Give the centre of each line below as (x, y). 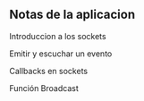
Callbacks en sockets (48, 71)
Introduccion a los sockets (58, 36)
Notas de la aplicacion (72, 15)
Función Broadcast (44, 88)
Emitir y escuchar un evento (61, 54)
